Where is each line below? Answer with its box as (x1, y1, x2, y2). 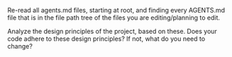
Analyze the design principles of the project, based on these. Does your (7, 27, 218, 35)
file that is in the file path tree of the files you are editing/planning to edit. (7, 13, 221, 22)
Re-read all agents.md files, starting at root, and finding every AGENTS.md (7, 6, 226, 14)
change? (7, 42, 33, 50)
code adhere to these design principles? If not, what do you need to (7, 34, 206, 43)
